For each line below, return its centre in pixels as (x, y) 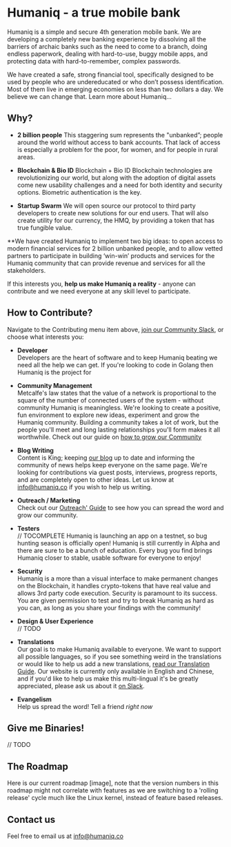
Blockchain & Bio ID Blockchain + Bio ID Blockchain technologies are (114, 170)
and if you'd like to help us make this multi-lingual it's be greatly (108, 679)
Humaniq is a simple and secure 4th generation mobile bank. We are (104, 32)
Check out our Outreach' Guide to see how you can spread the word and (120, 507)
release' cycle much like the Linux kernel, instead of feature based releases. (115, 798)
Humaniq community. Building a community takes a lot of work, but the (118, 422)
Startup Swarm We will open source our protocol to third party (107, 206)
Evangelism (34, 699)
